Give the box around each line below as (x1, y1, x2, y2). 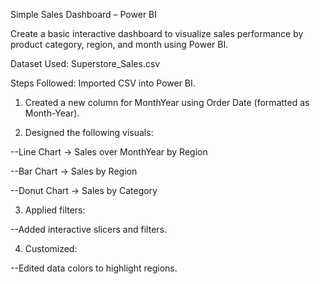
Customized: (24, 243, 78, 254)
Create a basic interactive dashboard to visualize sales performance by (10, 28, 304, 39)
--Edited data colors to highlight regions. (10, 262, 178, 274)
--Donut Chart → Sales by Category (10, 185, 158, 196)
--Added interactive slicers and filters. (10, 224, 167, 235)
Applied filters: (24, 204, 86, 216)
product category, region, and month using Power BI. (10, 39, 229, 50)
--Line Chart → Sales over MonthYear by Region (10, 146, 208, 158)
